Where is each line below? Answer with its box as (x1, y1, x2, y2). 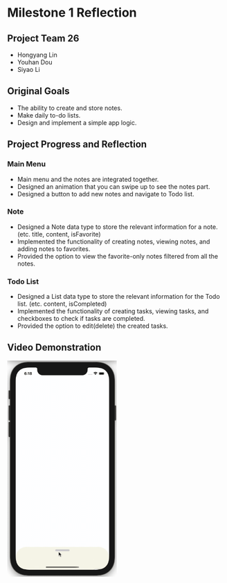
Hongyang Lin (17, 50, 57, 59)
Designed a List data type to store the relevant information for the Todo (17, 293, 220, 301)
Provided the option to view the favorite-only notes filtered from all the (17, 252, 219, 260)
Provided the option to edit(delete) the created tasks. (17, 322, 168, 330)
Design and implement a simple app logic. (17, 118, 137, 127)
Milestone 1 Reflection (7, 5, 137, 21)
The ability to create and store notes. (17, 104, 122, 112)
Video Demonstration (7, 342, 102, 353)
